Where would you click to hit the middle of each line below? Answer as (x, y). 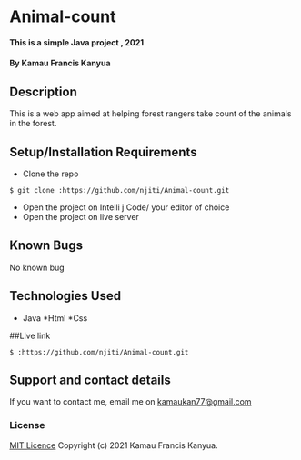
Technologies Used (65, 296)
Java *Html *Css (55, 318)
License (27, 425)
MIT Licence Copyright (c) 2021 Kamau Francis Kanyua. (114, 445)
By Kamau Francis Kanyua (60, 63)
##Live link (30, 335)
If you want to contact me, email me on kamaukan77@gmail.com (130, 402)
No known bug (37, 267)
